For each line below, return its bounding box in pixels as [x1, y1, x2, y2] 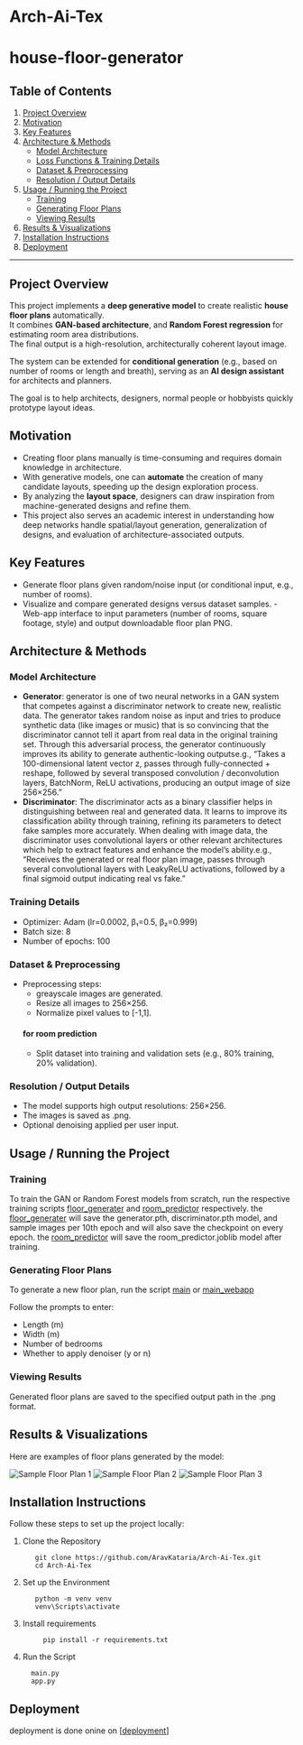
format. [9, 1400, 37, 1411]
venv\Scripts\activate [34, 1602, 120, 1611]
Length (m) [22, 1319, 65, 1330]
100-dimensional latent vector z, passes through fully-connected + [22, 758, 271, 769]
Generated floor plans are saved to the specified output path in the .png [9, 1391, 277, 1402]
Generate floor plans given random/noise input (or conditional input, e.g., [22, 579, 294, 590]
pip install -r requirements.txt [42, 1636, 169, 1645]
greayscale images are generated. [35, 988, 164, 999]
